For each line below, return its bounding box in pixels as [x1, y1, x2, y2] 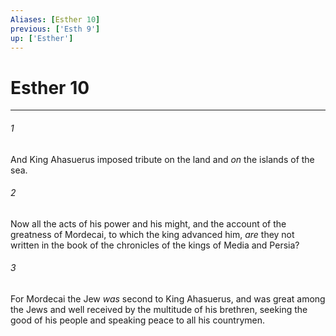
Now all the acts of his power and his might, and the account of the [10, 217, 287, 230]
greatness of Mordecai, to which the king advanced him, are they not [10, 228, 295, 240]
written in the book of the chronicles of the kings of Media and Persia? [10, 239, 300, 251]
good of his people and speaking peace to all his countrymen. [10, 314, 266, 326]
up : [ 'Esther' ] [10, 33, 74, 43]
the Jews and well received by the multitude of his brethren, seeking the [10, 303, 308, 315]
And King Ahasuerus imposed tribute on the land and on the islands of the [10, 153, 315, 165]
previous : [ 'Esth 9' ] [10, 24, 101, 34]
